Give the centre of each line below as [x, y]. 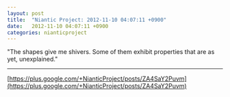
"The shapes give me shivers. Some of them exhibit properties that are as [111, 52]
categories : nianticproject [47, 32]
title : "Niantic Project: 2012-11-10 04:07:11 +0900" [87, 20]
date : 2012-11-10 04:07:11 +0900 [58, 26]
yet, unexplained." [33, 59]
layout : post [26, 13]
